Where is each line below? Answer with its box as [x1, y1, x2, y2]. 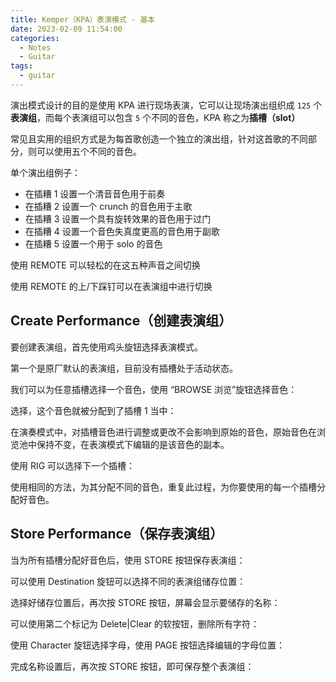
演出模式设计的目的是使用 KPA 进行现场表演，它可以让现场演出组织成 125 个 [10, 99, 323, 111]
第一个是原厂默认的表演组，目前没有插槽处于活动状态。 [10, 362, 238, 374]
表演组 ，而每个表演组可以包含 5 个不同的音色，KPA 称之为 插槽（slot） [10, 111, 301, 123]
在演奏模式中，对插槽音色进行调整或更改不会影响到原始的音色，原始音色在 [10, 426, 317, 438]
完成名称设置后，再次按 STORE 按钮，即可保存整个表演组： [10, 660, 255, 672]
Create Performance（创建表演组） [10, 312, 233, 330]
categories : [10, 33, 60, 43]
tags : [10, 61, 33, 71]
